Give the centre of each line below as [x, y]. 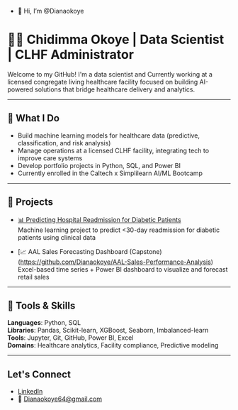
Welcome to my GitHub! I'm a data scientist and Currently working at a [110, 74]
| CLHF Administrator [71, 55]
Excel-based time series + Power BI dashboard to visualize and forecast [123, 269]
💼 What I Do [34, 118]
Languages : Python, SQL [44, 323]
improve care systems [50, 158]
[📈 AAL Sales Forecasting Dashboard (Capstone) [90, 251]
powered [20, 89]
